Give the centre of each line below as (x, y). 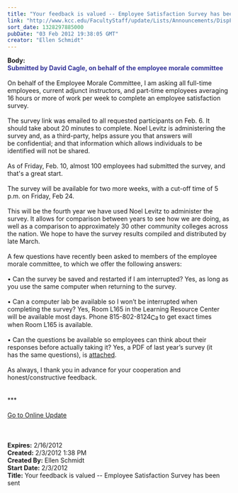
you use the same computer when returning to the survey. (92, 287)
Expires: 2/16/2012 (35, 445)
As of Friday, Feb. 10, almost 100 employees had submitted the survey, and (116, 166)
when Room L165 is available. (50, 325)
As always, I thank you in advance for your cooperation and (94, 370)
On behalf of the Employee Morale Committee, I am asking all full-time (110, 83)
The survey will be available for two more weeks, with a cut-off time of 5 (113, 189)
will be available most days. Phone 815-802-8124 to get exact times (110, 317)
